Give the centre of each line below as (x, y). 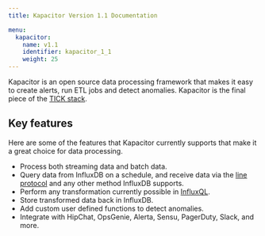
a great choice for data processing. (65, 150)
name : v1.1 (40, 44)
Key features (40, 124)
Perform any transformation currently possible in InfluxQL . (115, 192)
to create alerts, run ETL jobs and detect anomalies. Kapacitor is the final (127, 90)
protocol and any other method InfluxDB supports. (102, 183)
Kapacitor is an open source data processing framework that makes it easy (131, 82)
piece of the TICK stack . (48, 99)
